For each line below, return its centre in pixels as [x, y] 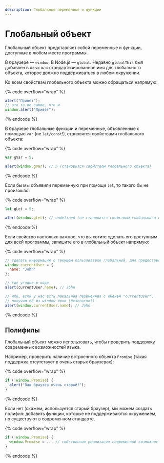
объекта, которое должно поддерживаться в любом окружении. [73, 73]
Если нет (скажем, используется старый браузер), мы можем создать [79, 408]
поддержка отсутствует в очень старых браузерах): [60, 362]
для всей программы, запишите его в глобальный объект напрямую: [77, 242]
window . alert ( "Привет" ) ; [30, 110]
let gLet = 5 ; [20, 209]
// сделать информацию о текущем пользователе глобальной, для [71, 260]
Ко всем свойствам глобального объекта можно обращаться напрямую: [81, 82]
